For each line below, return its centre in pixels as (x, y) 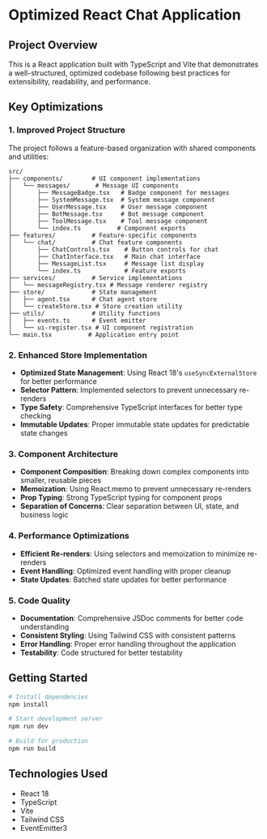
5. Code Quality (40, 600)
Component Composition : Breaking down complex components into (134, 471)
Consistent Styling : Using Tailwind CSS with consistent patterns (128, 635)
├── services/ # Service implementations (95, 278)
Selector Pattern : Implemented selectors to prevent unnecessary (129, 389)
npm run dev (28, 727)
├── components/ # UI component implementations (104, 179)
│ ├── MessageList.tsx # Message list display (106, 264)
